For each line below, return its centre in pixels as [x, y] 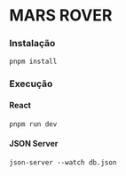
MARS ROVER [61, 16]
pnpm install [33, 62]
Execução [31, 84]
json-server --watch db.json [63, 162]
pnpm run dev [33, 124]
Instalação [32, 44]
